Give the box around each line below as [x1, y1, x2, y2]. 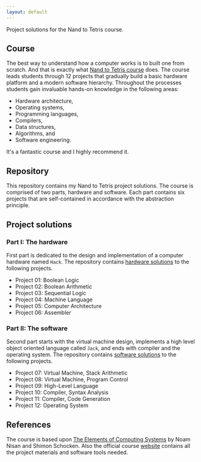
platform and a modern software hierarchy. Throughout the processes [6, 79, 182, 86]
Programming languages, [15, 111, 79, 118]
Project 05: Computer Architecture [15, 302, 102, 309]
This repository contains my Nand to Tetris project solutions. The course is [6, 182, 194, 189]
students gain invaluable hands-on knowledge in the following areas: [6, 86, 179, 93]
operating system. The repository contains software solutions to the [6, 351, 177, 358]
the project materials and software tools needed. [6, 449, 129, 456]
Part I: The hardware [6, 238, 68, 246]
